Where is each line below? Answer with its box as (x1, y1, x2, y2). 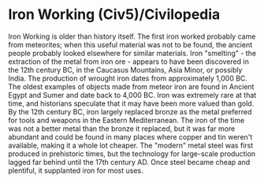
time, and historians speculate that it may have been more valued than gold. (8, 99, 255, 108)
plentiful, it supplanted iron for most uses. (8, 166, 143, 175)
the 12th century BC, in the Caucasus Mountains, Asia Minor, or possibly (8, 65, 243, 74)
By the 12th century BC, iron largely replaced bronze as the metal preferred (8, 106, 252, 116)
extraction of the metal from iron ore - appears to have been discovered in (8, 57, 250, 66)
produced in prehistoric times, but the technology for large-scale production (8, 148, 256, 159)
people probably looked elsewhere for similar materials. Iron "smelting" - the (8, 48, 257, 58)
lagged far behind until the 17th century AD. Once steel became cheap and (8, 157, 251, 166)
